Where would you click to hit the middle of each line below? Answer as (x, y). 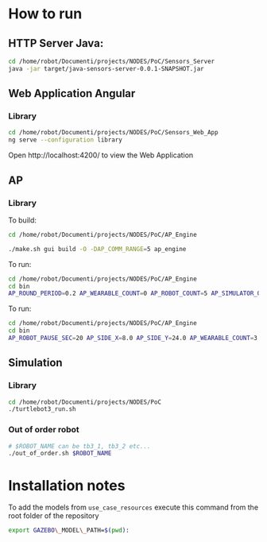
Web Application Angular (72, 93)
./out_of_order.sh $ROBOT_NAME (60, 454)
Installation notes (67, 485)
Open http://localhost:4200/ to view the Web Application (101, 155)
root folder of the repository (54, 516)
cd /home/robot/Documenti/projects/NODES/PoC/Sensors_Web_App (113, 133)
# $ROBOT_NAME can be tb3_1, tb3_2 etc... (79, 446)
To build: (23, 220)
